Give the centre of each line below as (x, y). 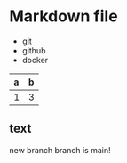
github (34, 50)
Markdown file (63, 16)
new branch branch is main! (60, 150)
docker (35, 60)
